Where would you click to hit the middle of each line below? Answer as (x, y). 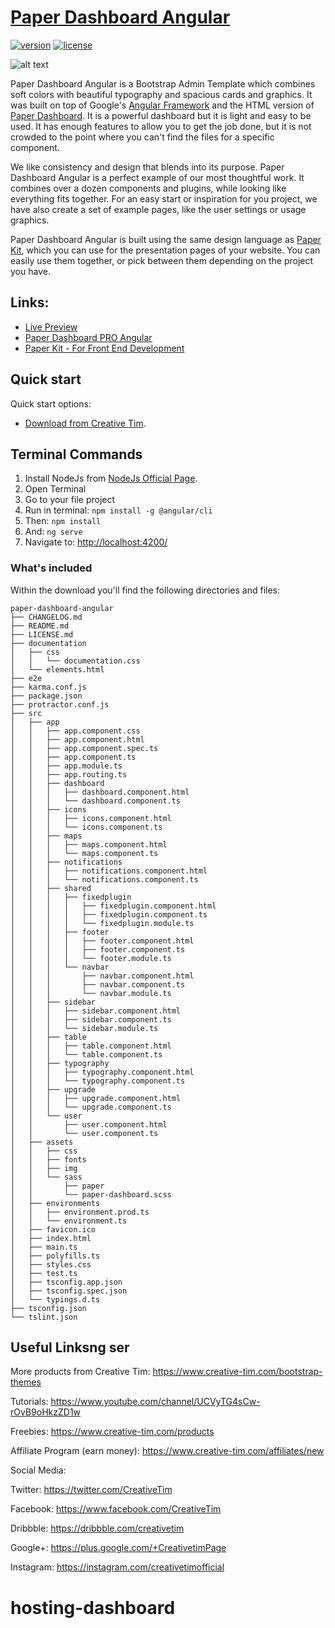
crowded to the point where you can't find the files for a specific (142, 137)
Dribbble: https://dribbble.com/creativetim (97, 1528)
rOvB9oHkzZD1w (46, 1412)
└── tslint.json (44, 1317)
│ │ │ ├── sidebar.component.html (96, 1011)
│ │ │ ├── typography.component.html (102, 1072)
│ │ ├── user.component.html (89, 1124)
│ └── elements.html (57, 669)
